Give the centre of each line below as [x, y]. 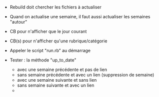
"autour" [18, 22]
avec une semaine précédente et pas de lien [62, 69]
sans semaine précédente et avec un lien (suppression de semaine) [86, 75]
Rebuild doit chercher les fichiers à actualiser [56, 7]
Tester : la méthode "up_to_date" [43, 60]
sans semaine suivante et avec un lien [56, 85]
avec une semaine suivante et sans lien [57, 80]
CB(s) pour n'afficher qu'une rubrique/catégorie [58, 41]
